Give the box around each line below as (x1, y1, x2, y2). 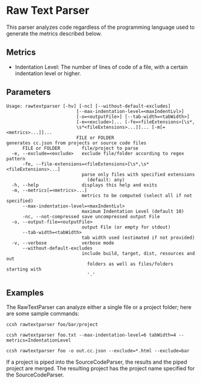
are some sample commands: (6, 310, 79, 317)
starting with (6, 266, 42, 272)
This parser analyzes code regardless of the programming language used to (6, 23, 195, 31)
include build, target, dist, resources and (81, 250, 196, 256)
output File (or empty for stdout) (81, 224, 171, 230)
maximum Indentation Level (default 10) (81, 208, 185, 214)
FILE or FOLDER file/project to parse (22, 145, 138, 151)
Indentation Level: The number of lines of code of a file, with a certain (14, 63, 188, 70)
